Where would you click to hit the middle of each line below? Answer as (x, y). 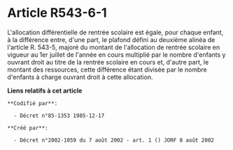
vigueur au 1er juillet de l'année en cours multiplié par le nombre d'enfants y (116, 55)
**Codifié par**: (33, 103)
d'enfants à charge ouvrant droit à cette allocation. (80, 77)
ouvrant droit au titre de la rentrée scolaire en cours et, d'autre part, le (108, 62)
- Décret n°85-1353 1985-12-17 (59, 116)
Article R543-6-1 (57, 13)
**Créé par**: (28, 128)
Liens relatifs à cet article (45, 90)
